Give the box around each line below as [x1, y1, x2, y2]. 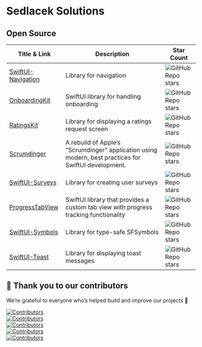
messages [65, 257, 95, 264]
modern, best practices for [65, 154, 141, 161]
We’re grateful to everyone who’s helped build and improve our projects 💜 [6, 296, 188, 304]
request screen [65, 125, 108, 133]
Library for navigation [65, 71, 126, 80]
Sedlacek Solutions [6, 4, 105, 18]
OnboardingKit [9, 96, 51, 104]
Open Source [6, 28, 57, 39]
